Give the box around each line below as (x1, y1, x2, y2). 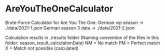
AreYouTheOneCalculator (5, 3, 113, 14)
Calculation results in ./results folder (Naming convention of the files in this (5, 34, 159, 40)
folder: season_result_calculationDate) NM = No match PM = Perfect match (5, 39, 160, 45)
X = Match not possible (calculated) (5, 45, 79, 51)
